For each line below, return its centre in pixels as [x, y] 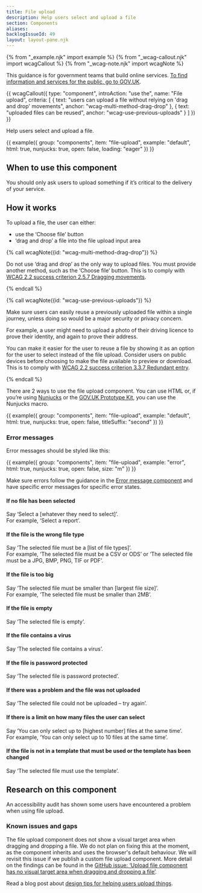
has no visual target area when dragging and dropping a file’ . [82, 871]
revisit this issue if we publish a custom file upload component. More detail [99, 859]
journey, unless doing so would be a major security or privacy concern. [95, 318]
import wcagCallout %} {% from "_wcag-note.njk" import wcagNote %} [95, 63]
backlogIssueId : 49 [31, 34]
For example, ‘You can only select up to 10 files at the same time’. [87, 737]
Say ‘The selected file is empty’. [46, 621]
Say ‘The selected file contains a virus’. [55, 649]
